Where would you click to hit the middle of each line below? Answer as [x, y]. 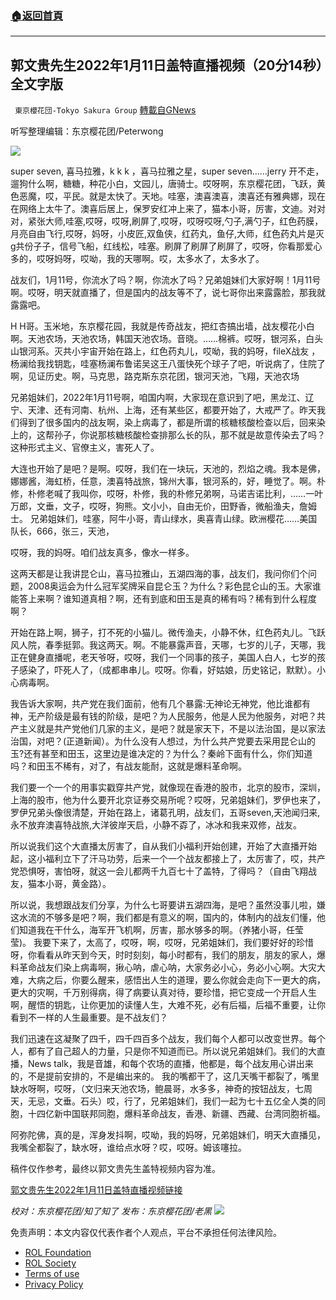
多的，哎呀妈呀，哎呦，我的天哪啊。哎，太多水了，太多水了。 [137, 259]
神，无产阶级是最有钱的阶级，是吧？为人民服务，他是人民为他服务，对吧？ [163, 716]
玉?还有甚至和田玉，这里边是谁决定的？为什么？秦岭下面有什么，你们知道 [161, 754]
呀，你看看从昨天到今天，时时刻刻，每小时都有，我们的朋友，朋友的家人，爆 [168, 955]
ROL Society [50, 1263]
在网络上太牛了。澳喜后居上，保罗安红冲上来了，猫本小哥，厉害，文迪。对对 [168, 209]
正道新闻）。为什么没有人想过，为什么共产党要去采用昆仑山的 [191, 741]
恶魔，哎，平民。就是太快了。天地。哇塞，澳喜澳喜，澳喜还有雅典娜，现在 [172, 196]
